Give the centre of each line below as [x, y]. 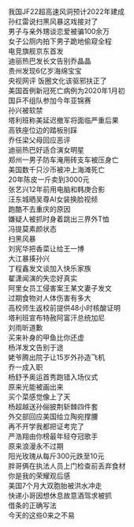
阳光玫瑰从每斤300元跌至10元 [56, 456]
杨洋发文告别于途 [36, 347]
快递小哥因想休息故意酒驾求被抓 [60, 495]
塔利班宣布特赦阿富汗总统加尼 [56, 318]
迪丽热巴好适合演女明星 [46, 150]
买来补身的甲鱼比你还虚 [46, 337]
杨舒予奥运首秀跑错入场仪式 [53, 377]
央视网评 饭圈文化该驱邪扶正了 [58, 81]
